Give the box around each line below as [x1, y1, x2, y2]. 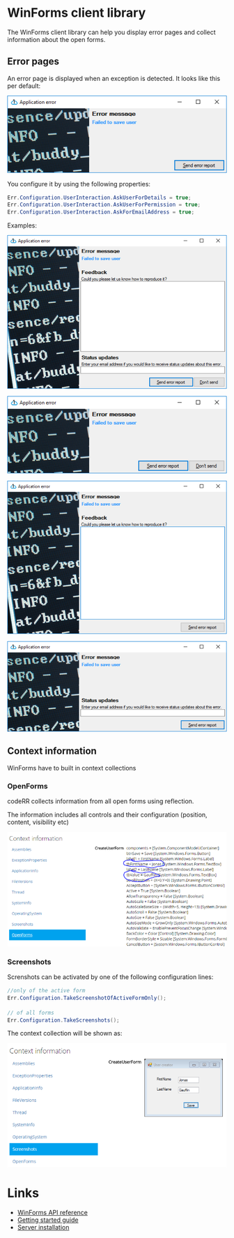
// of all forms [7, 1009, 54, 1016]
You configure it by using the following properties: [7, 179, 151, 188]
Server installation [17, 1223, 70, 1231]
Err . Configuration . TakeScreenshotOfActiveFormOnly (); [7, 994, 167, 1001]
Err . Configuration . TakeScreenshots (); [7, 1017, 120, 1024]
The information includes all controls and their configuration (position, [7, 811, 208, 819]
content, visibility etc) [7, 818, 70, 826]
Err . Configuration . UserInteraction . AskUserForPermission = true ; [7, 201, 201, 209]
